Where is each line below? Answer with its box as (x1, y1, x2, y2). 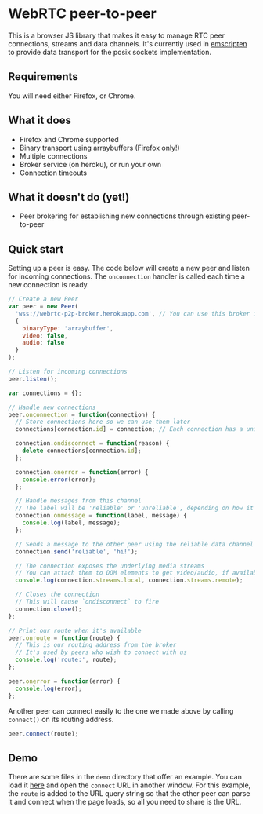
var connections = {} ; (8, 389, 82, 397)
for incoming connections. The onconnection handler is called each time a (8, 272, 245, 281)
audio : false (22, 339, 65, 347)
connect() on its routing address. (8, 714, 114, 724)
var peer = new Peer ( (8, 303, 79, 311)
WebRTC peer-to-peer (8, 5, 157, 23)
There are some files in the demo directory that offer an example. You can (8, 772, 243, 782)
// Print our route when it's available (8, 626, 142, 634)
